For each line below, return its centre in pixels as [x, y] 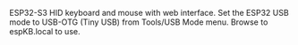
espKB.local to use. [45, 31]
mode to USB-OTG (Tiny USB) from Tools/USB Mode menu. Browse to [139, 22]
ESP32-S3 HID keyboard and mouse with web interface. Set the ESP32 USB [149, 13]
